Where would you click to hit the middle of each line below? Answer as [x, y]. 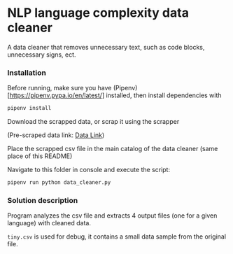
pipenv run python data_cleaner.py [59, 183]
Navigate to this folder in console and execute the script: [89, 170]
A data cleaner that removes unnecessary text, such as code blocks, [106, 47]
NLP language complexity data [98, 13]
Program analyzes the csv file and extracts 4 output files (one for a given [112, 216]
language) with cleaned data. [49, 223]
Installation [27, 73]
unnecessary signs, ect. [42, 55]
